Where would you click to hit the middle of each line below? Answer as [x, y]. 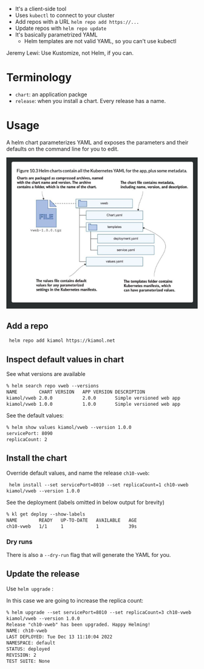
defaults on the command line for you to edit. [63, 149]
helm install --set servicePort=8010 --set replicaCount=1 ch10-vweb [99, 485]
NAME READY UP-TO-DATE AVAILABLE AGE [72, 520]
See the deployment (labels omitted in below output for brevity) [86, 502]
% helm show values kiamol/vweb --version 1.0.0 [69, 427]
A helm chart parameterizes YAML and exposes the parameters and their [97, 142]
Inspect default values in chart [65, 359]
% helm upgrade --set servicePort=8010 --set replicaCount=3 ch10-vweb [99, 612]
